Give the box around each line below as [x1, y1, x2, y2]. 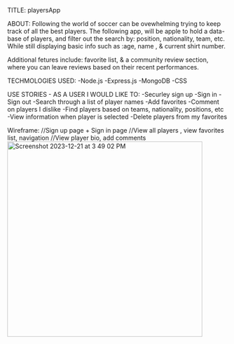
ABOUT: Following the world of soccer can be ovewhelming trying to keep [7, 20, 221, 27]
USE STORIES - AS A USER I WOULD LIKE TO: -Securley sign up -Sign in [7, 91, 217, 98]
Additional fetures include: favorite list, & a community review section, [7, 55, 209, 64]
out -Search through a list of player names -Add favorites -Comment [22, 98, 219, 106]
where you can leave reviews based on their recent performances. [7, 63, 200, 71]
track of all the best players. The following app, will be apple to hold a [7, 27, 208, 35]
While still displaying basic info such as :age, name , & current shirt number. [7, 42, 226, 50]
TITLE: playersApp [7, 6, 61, 14]
